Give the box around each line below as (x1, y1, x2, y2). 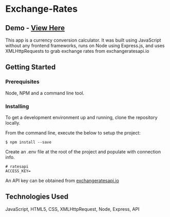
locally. (5, 120, 21, 126)
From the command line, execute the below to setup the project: (5, 129, 141, 136)
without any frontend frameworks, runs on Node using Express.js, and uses (5, 43, 165, 49)
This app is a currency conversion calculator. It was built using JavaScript (5, 37, 161, 43)
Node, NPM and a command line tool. (5, 90, 85, 96)
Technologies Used (5, 192, 68, 201)
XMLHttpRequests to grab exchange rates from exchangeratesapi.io (5, 48, 149, 54)
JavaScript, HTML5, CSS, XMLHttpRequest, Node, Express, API (5, 206, 140, 212)
